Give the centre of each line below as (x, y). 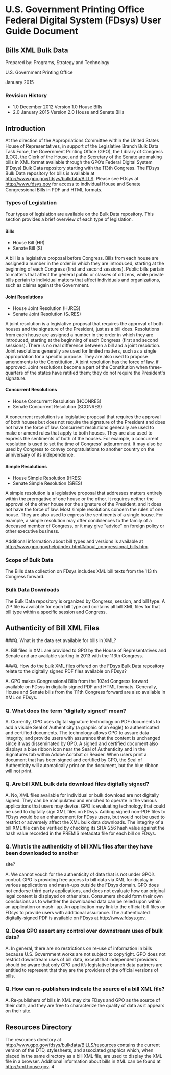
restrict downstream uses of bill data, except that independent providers (81, 959)
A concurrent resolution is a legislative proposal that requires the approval (83, 417)
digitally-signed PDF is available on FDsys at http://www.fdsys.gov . (76, 918)
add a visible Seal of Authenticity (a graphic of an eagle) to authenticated (82, 727)
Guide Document (42, 31)
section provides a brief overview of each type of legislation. (69, 219)
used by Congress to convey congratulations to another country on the (80, 449)
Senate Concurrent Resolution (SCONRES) (57, 407)
